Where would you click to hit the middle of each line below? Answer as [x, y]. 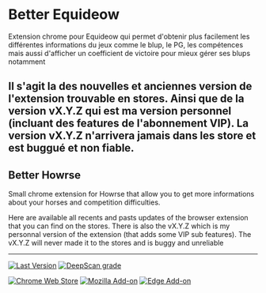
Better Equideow [64, 15]
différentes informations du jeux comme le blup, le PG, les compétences [126, 44]
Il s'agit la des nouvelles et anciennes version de [130, 86]
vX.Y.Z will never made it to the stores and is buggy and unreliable [116, 243]
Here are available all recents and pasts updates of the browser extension [128, 218]
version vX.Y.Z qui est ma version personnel [120, 111]
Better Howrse [45, 175]
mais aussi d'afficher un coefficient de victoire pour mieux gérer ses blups [129, 53]
